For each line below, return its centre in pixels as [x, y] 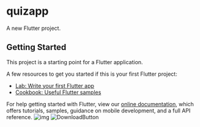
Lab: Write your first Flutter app [55, 85]
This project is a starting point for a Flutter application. [75, 62]
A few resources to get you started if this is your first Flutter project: [92, 74]
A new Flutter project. [34, 28]
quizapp [28, 11]
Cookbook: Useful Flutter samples [58, 92]
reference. [19, 117]
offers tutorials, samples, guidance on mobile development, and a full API [98, 111]
